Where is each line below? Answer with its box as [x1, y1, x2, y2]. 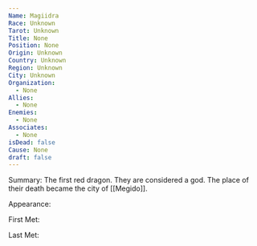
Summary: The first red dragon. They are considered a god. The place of [8, 175, 249, 185]
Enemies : [8, 109, 38, 117]
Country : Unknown [8, 57, 67, 65]
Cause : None [8, 146, 48, 154]
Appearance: [8, 200, 51, 209]
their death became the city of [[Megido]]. [8, 183, 148, 193]
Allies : [8, 94, 35, 102]
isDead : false [8, 138, 56, 147]
